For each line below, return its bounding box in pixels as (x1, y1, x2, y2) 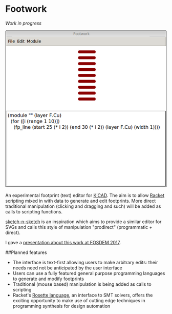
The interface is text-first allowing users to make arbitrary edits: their (12, 260, 158, 266)
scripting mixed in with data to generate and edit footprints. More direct (5, 198, 156, 204)
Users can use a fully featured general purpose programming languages (12, 270, 165, 277)
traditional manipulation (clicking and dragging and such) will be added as (5, 203, 161, 209)
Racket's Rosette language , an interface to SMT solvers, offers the (12, 292, 153, 298)
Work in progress (5, 20, 42, 26)
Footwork (5, 3, 47, 15)
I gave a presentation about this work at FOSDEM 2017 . (5, 240, 121, 246)
